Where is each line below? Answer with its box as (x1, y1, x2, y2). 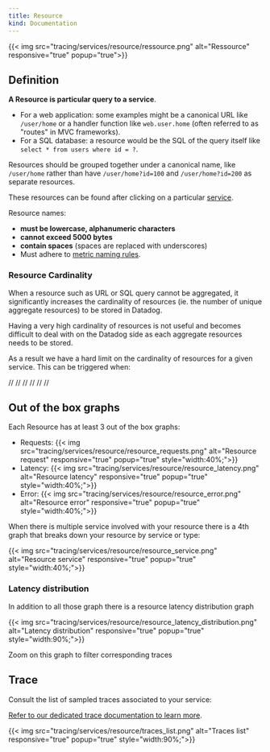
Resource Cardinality (8, 270, 93, 281)
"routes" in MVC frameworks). (19, 127, 121, 137)
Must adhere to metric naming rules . (19, 250, 141, 259)
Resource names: (8, 209, 67, 218)
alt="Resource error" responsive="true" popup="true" (19, 498, 201, 507)
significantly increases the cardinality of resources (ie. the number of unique (8, 296, 263, 306)
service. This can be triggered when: (8, 362, 131, 371)
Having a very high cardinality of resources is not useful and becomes (8, 320, 242, 330)
